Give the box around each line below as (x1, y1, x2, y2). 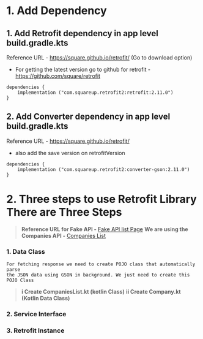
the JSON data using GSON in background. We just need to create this (6, 272, 190, 278)
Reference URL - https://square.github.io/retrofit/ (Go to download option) (6, 54, 193, 61)
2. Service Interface (6, 310, 67, 318)
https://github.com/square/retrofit (15, 72, 101, 80)
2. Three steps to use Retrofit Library (6, 192, 197, 206)
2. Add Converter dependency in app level (6, 112, 171, 122)
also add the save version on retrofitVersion (15, 149, 125, 156)
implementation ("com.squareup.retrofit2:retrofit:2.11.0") (17, 90, 174, 96)
